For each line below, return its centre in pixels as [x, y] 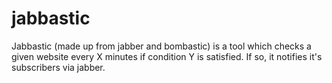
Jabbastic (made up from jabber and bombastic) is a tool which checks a [161, 46]
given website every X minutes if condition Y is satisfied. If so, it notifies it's [167, 56]
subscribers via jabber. [58, 67]
